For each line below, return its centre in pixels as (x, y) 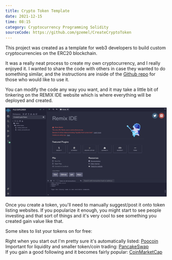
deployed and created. (29, 101)
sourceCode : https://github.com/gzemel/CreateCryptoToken (68, 33)
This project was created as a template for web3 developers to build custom (86, 48)
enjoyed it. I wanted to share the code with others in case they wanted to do (85, 69)
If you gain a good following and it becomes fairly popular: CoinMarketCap (84, 252)
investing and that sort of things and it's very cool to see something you (81, 216)
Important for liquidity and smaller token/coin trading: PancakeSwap (77, 247)
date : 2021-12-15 (24, 16)
